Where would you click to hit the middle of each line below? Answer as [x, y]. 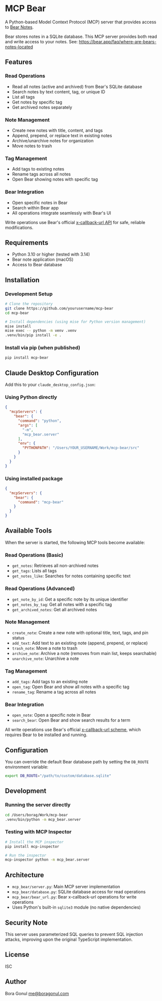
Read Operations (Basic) [34, 555]
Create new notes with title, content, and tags [57, 130]
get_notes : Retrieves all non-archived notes [55, 566]
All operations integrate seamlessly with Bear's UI [61, 213]
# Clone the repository [29, 304]
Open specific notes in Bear [40, 203]
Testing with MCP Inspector [38, 832]
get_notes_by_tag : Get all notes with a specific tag [62, 604]
